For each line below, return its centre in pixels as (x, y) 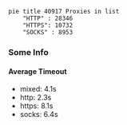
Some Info (29, 52)
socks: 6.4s (39, 115)
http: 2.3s (36, 98)
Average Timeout (38, 71)
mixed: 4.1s (38, 89)
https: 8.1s (36, 106)
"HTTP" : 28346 (48, 18)
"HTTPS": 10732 (48, 25)
